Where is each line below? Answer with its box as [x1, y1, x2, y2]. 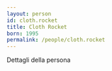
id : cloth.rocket [6, 17, 58, 24]
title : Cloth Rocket [6, 23, 68, 30]
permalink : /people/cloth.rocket [6, 37, 106, 44]
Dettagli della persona [6, 56, 71, 64]
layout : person [6, 10, 52, 18]
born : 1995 [6, 30, 39, 37]
